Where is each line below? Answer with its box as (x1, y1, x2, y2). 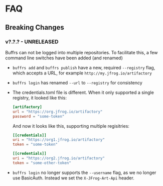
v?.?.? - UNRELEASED (5, 38, 59, 45)
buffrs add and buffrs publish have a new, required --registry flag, (12, 64, 155, 70)
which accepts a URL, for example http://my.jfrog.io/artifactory (12, 70, 152, 76)
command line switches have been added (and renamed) (5, 55, 123, 61)
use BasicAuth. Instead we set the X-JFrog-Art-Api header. (12, 174, 134, 181)
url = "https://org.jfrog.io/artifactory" (12, 109, 103, 114)
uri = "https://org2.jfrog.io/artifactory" (12, 156, 105, 161)
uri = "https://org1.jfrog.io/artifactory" (12, 137, 105, 142)
